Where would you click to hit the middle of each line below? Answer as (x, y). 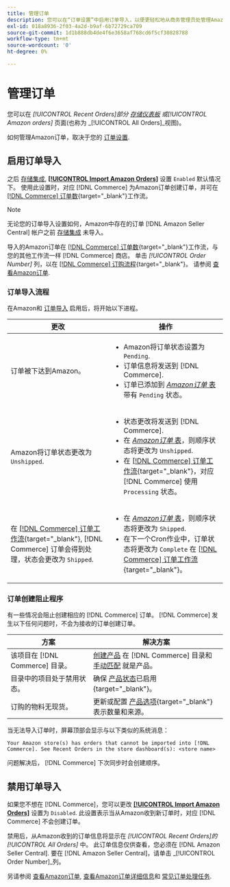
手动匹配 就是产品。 (125, 666)
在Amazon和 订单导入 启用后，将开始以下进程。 (74, 308)
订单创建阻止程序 (35, 598)
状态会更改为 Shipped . (59, 559)
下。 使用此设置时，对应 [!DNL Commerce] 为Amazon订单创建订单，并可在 (113, 187)
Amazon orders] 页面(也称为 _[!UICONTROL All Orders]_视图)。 (96, 122)
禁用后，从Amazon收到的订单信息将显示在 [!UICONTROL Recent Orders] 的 (112, 836)
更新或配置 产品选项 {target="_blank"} (153, 702)
